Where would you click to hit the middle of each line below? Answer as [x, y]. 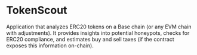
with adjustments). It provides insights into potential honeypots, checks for [98, 33]
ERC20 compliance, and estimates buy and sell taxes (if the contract [90, 39]
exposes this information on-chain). [50, 46]
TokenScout [37, 10]
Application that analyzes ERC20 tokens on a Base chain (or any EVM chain [99, 27]
